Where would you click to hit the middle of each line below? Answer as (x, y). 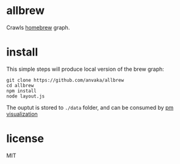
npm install (21, 91)
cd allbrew (20, 85)
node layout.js (26, 96)
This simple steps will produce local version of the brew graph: (85, 69)
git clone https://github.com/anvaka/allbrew (65, 80)
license (25, 139)
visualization (22, 114)
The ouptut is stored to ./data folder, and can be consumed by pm (90, 107)
